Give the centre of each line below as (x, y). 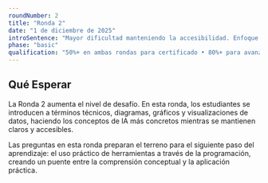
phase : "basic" (33, 45)
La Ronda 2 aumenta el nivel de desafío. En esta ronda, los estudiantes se (129, 103)
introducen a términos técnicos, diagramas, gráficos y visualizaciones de (128, 112)
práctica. (23, 170)
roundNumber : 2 (33, 16)
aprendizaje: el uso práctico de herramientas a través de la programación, (130, 153)
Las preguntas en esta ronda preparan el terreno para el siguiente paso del (131, 145)
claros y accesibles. (41, 129)
